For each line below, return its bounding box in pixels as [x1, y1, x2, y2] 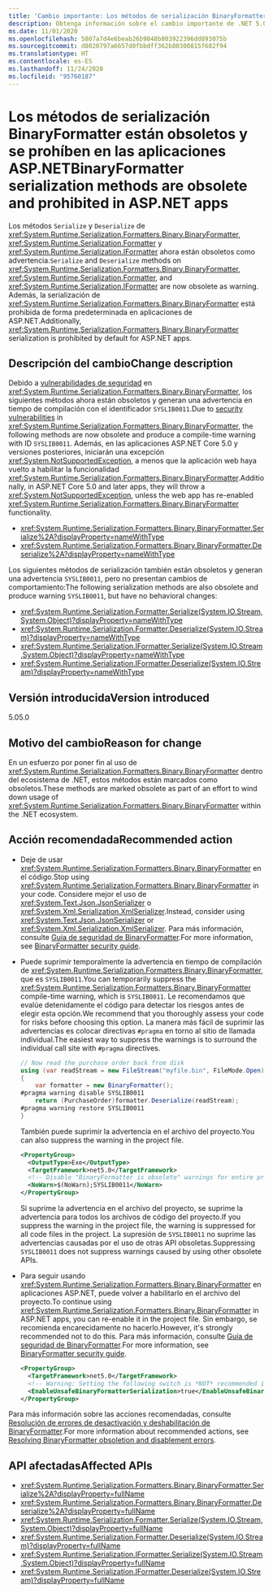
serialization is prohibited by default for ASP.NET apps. [8, 333, 193, 342]
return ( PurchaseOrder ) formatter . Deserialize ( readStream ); [35, 1097, 240, 1105]
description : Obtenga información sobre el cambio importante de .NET [8, 20, 253, 28]
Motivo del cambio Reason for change [8, 736, 201, 750]
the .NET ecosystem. [8, 810, 79, 819]
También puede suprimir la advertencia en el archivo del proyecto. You [19, 1126, 255, 1136]
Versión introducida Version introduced [8, 690, 210, 704]
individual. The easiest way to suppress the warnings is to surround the [19, 1034, 258, 1044]
